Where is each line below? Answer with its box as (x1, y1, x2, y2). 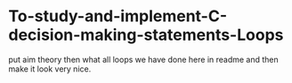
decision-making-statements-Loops (8, 25, 284, 45)
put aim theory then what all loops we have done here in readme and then (8, 54, 280, 64)
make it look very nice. (8, 64, 92, 74)
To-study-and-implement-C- (8, 6, 228, 26)
